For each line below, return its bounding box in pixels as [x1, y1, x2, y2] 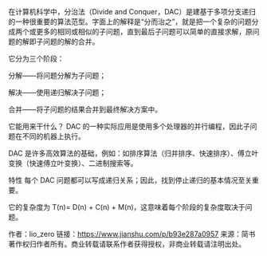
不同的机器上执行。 [22, 132, 85, 141]
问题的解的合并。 [42, 37, 100, 46]
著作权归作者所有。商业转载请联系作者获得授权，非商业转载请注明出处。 [8, 239, 245, 249]
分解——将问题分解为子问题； [8, 71, 106, 80]
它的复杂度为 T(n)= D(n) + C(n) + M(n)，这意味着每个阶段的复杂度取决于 [8, 203, 245, 211]
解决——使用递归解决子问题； [8, 88, 106, 97]
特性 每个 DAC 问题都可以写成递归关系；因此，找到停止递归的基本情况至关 [8, 175, 253, 185]
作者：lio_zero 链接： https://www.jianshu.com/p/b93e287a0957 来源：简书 [8, 230, 256, 238]
